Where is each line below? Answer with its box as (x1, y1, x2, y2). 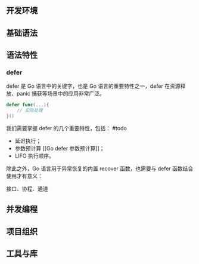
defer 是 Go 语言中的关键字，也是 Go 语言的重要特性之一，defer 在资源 (6, 82, 181, 90)
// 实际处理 (17, 108, 43, 113)
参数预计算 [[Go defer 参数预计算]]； (14, 145, 105, 152)
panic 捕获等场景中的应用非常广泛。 (16, 90, 105, 97)
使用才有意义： (6, 173, 43, 180)
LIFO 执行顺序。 (14, 152, 55, 159)
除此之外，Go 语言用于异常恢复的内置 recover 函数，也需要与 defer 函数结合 (6, 165, 194, 172)
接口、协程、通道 (6, 185, 48, 192)
